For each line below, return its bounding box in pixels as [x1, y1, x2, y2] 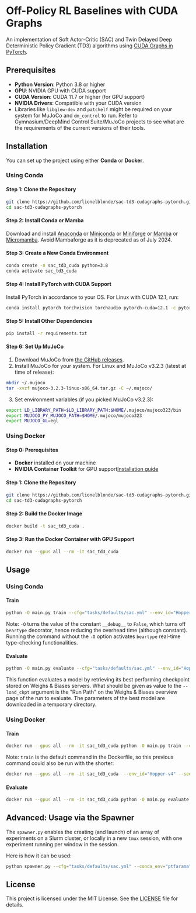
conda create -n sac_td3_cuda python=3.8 [6, 262, 108, 268]
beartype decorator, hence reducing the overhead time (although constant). [6, 626, 188, 633]
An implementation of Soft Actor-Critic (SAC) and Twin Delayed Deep [6, 36, 173, 43]
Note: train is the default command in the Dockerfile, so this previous [6, 753, 174, 761]
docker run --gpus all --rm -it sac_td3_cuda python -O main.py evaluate [6, 797, 190, 802]
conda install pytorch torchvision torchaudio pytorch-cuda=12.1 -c [6, 305, 176, 311]
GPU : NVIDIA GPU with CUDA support [14, 87, 106, 94]
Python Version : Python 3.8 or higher [14, 81, 106, 88]
